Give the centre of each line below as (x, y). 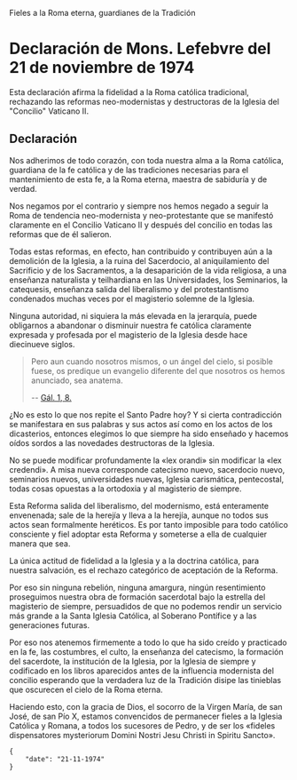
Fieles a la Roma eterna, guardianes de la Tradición (102, 13)
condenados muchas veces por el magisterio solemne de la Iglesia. (132, 298)
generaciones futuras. (50, 625)
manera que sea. (40, 543)
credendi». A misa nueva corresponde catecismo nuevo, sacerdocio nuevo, (147, 469)
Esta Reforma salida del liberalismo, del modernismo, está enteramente (139, 505)
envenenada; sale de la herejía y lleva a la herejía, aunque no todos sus (139, 515)
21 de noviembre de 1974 (102, 68)
